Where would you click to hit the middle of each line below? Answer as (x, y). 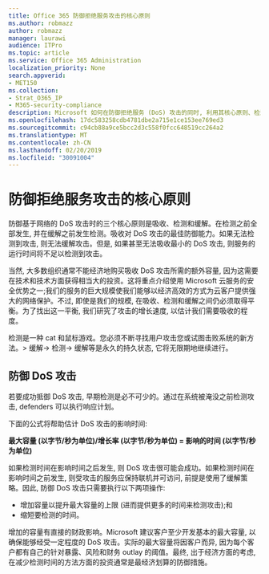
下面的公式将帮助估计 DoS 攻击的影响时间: (78, 423)
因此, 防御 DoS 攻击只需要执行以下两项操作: (94, 488)
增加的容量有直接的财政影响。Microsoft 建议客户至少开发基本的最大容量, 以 (132, 532)
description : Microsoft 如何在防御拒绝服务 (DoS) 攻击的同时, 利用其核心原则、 (131, 113)
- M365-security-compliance (55, 105)
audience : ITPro (35, 46)
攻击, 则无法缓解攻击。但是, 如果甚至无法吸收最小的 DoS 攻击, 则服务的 (139, 244)
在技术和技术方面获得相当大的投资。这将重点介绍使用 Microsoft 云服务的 (128, 281)
